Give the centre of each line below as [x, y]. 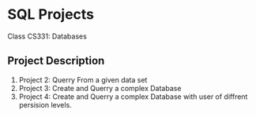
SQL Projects [51, 15]
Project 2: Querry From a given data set [83, 79]
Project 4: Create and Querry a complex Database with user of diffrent [133, 97]
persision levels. [45, 104]
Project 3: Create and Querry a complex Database [100, 88]
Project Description [56, 61]
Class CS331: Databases [47, 36]
